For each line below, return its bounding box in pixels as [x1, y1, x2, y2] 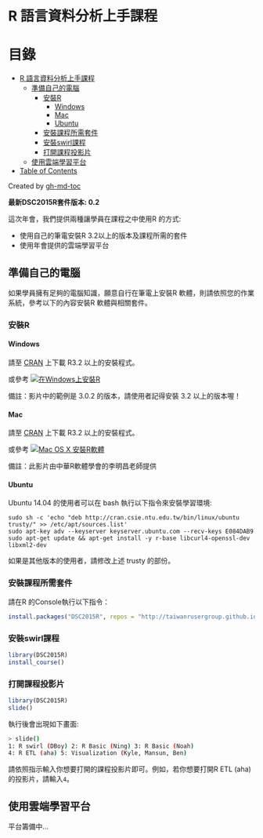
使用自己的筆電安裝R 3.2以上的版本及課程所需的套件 [19, 231, 188, 240]
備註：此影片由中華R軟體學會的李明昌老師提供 [8, 461, 157, 471]
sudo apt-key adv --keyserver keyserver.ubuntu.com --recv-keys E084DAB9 [8, 527, 254, 536]
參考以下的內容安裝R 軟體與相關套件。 [28, 297, 152, 307]
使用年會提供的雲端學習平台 [19, 241, 110, 250]
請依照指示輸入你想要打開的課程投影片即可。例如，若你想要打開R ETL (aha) [8, 764, 252, 774]
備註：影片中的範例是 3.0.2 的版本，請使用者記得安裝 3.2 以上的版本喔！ [8, 392, 241, 401]
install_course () [8, 658, 65, 666]
